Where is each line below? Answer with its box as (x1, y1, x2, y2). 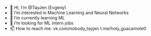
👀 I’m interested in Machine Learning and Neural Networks (9, 10, 129, 16)
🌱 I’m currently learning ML (9, 15, 65, 20)
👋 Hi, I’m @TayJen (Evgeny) (9, 5, 67, 10)
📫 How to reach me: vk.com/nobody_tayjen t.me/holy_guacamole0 (9, 26, 147, 31)
